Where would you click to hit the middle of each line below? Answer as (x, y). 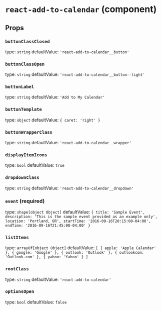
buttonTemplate (24, 110)
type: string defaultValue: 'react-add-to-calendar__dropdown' (69, 188)
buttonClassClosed (27, 41)
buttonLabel (20, 87)
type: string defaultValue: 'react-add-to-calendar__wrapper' (68, 143)
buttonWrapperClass (29, 132)
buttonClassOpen (25, 64)
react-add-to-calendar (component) (81, 9)
